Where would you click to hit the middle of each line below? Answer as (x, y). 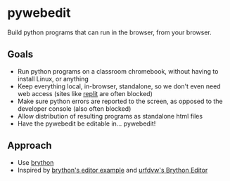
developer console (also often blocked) (74, 108)
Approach (30, 146)
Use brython (36, 162)
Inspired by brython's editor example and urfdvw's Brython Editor (113, 170)
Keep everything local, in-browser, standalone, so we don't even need (119, 86)
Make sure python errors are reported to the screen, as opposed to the (120, 101)
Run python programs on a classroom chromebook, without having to (118, 71)
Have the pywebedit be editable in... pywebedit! (87, 123)
